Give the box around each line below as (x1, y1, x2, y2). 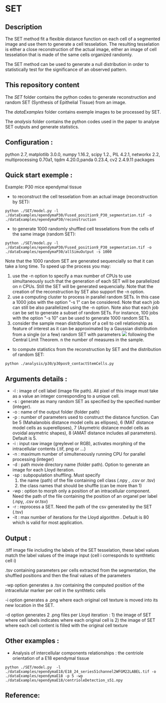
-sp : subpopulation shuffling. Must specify (12, 472, 101, 478)
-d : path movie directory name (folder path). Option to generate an (12, 462, 150, 468)
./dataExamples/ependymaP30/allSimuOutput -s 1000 (5, 249, 112, 254)
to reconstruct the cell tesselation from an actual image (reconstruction (12, 194, 158, 200)
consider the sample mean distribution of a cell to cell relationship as (12, 320, 153, 326)
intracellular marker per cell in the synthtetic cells (5, 587, 106, 593)
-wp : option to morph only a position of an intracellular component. (12, 488, 151, 494)
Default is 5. (12, 435, 37, 441)
